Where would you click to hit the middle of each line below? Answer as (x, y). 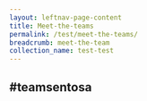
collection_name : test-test (62, 51)
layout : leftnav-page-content (66, 17)
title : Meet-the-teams (52, 26)
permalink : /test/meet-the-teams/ (74, 34)
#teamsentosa (51, 87)
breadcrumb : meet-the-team (60, 42)
